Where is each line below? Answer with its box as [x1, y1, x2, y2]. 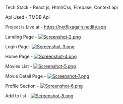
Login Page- [5, 44, 31, 50]
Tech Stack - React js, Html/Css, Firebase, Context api [5, 5, 118, 10]
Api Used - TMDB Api [5, 14, 50, 20]
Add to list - [5, 93, 30, 98]
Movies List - [5, 63, 33, 69]
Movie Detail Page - [5, 73, 46, 79]
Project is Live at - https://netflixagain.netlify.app [5, 24, 106, 30]
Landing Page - [5, 34, 37, 40]
